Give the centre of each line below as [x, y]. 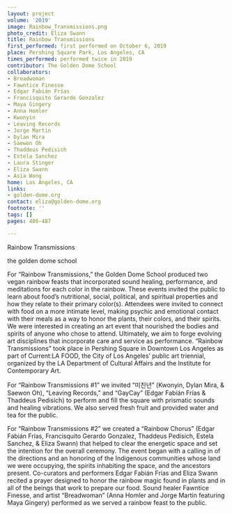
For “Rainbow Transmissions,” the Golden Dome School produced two [108, 274]
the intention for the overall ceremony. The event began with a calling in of [114, 451]
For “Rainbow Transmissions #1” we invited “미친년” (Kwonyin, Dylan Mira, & [116, 385]
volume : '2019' [29, 20]
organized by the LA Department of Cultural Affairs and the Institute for [109, 363]
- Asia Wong [24, 176]
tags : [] [20, 215]
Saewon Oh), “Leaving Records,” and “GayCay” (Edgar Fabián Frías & [107, 393]
